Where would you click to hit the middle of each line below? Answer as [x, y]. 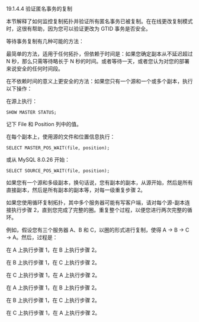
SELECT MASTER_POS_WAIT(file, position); [58, 148]
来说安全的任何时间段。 [35, 69]
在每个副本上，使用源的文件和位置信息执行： [61, 137]
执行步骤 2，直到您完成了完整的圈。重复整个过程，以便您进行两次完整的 [99, 210]
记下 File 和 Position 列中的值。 [44, 124]
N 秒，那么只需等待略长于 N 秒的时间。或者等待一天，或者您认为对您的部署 [98, 61]
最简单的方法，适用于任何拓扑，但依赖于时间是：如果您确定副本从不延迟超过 [99, 54]
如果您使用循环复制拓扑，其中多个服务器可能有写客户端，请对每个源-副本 [96, 202]
